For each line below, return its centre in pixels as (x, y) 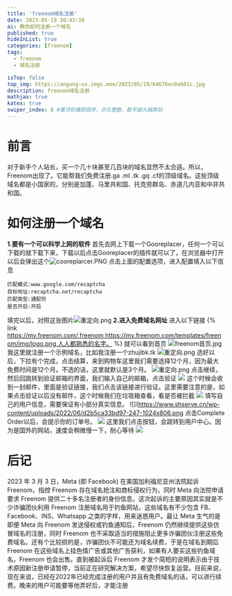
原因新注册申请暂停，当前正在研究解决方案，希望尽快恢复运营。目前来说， (119, 568)
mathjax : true (28, 97)
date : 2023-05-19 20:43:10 (46, 20)
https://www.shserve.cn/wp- (179, 404)
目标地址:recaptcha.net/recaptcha (55, 292)
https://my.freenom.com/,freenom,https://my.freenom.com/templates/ (107, 335)
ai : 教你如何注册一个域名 (39, 26)
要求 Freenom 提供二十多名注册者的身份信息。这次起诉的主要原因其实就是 (112, 498)
